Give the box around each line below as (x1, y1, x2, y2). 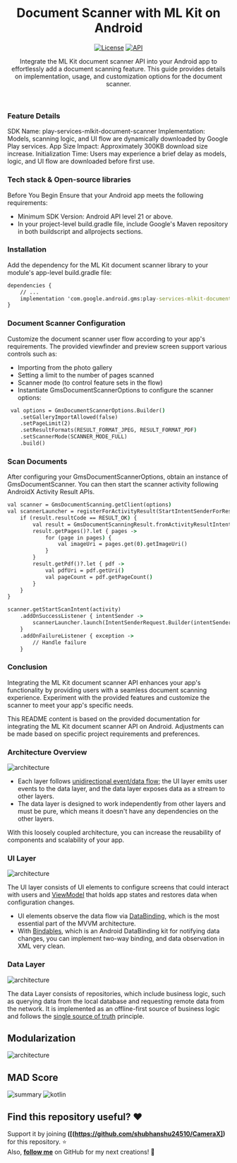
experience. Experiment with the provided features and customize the (7, 693, 210, 701)
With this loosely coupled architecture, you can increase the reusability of (7, 829, 221, 837)
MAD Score (7, 1071, 59, 1083)
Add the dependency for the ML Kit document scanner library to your (7, 260, 209, 269)
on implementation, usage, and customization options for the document (14, 72, 223, 81)
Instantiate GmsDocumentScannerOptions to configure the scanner (17, 385, 214, 394)
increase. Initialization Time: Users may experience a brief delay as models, (7, 150, 227, 158)
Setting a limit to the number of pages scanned (17, 370, 154, 379)
